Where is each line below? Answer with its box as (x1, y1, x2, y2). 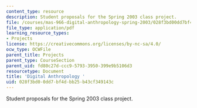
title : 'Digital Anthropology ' (6, 74, 85, 79)
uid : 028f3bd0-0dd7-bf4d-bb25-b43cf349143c (6, 79, 114, 85)
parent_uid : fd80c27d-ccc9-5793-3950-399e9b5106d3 (6, 62, 133, 69)
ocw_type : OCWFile (6, 47, 51, 53)
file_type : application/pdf (6, 25, 75, 31)
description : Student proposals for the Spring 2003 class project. (6, 14, 177, 20)
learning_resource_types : (6, 30, 69, 36)
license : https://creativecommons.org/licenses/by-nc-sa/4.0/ (6, 41, 161, 47)
